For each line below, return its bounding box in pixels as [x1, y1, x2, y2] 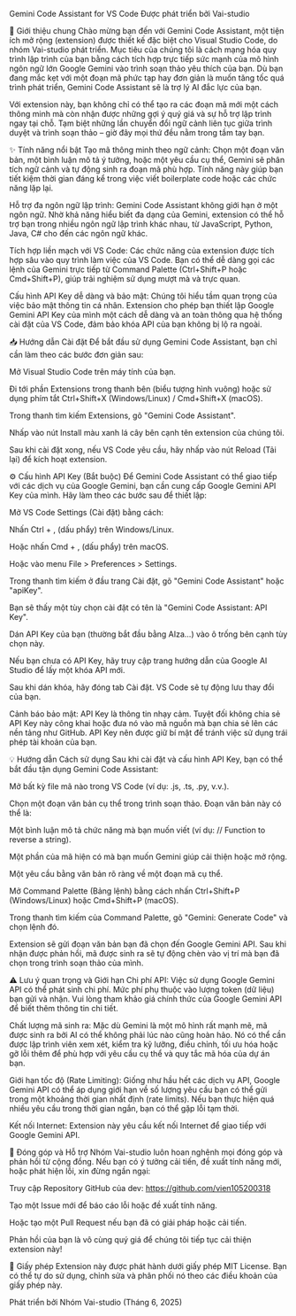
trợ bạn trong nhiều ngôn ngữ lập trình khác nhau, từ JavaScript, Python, [9, 219, 273, 229]
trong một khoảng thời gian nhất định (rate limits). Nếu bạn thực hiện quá [9, 1094, 275, 1104]
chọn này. [9, 639, 46, 648]
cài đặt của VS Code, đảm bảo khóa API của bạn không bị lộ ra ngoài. [9, 319, 262, 329]
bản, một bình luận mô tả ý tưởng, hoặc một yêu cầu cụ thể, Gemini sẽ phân [9, 155, 285, 165]
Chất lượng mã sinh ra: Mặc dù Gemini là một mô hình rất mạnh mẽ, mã [9, 1020, 268, 1031]
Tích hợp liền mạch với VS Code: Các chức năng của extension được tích [9, 245, 275, 256]
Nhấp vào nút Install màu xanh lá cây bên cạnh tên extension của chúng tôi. [9, 428, 285, 437]
